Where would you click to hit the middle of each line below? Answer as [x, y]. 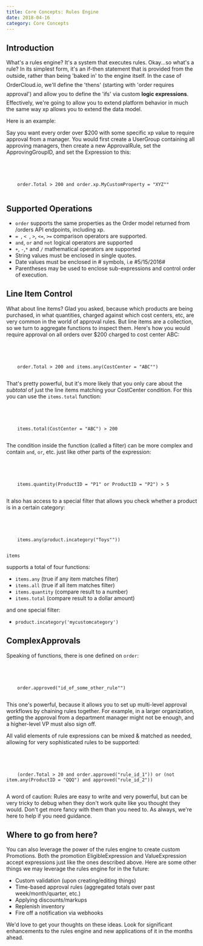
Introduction [30, 48]
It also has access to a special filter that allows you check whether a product [102, 501]
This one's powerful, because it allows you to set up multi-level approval [97, 704]
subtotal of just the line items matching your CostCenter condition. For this [99, 390]
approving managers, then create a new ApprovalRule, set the [84, 146]
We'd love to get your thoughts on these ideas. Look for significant [89, 925]
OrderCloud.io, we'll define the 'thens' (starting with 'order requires [90, 85]
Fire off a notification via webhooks [59, 913]
